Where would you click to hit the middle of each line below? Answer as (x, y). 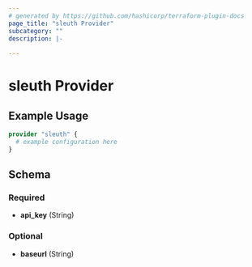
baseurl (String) (47, 254)
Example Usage (49, 115)
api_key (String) (47, 215)
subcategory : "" (36, 31)
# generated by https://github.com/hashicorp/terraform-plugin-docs (126, 16)
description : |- (36, 38)
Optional (26, 236)
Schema (30, 175)
